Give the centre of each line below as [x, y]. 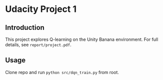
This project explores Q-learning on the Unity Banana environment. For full [82, 39]
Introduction [25, 28]
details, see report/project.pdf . [38, 45]
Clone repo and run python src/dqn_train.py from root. [62, 72]
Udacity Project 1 [41, 9]
